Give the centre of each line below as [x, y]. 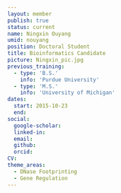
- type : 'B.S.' [36, 73]
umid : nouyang [28, 40]
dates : [17, 100]
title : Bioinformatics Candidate [57, 54]
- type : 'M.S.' [36, 86]
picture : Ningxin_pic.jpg [45, 60]
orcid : [23, 152]
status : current [31, 27]
